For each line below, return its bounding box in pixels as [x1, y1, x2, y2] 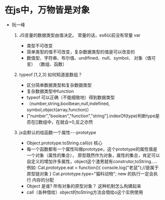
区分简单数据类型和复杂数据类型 [26, 82, 92, 88]
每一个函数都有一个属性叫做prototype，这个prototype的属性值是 [26, 146, 158, 152]
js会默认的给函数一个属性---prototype [19, 129, 96, 135]
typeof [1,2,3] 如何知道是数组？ [19, 71, 82, 77]
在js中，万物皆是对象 [4, 4, 90, 16]
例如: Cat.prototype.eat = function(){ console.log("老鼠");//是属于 [26, 165, 159, 170]
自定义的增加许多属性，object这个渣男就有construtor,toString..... [26, 158, 158, 164]
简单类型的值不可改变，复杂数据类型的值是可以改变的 [26, 49, 135, 55]
